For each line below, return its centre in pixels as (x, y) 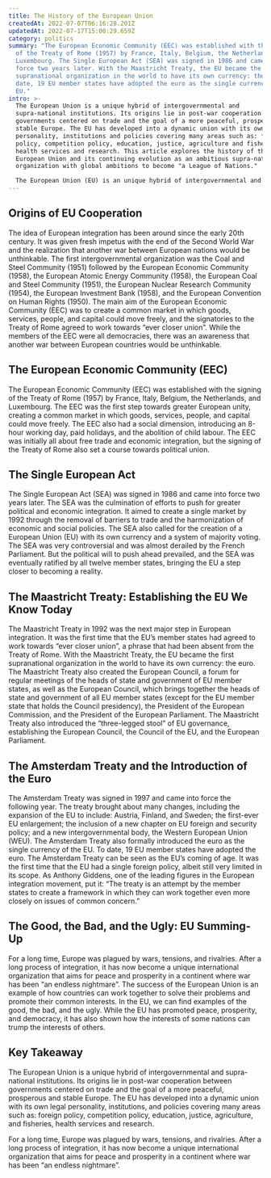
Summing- (224, 926)
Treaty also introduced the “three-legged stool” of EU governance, (119, 723)
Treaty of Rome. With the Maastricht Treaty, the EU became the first (121, 654)
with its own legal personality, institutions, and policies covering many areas (134, 1106)
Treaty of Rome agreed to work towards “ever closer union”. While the (124, 327)
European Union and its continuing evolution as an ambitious (122, 158)
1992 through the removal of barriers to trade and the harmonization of (126, 520)
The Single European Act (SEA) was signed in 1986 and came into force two (134, 494)
